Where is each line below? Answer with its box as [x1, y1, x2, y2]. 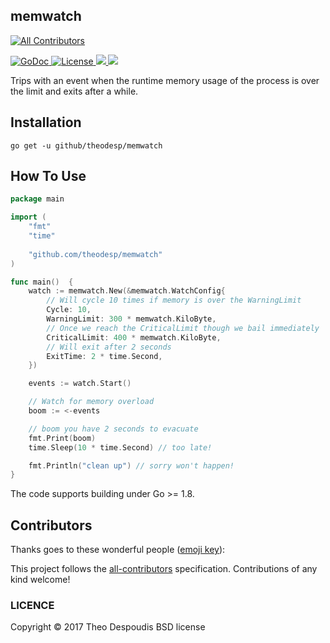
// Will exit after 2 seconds [46, 342, 172, 352]
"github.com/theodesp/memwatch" [28, 249, 163, 259]
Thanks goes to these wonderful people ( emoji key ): [10, 544, 226, 556]
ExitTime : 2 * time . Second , [46, 351, 163, 361]
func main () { [10, 277, 74, 287]
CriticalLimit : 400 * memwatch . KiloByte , [46, 332, 222, 343]
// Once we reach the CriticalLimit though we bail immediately [46, 323, 320, 333]
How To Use [10, 168, 87, 185]
